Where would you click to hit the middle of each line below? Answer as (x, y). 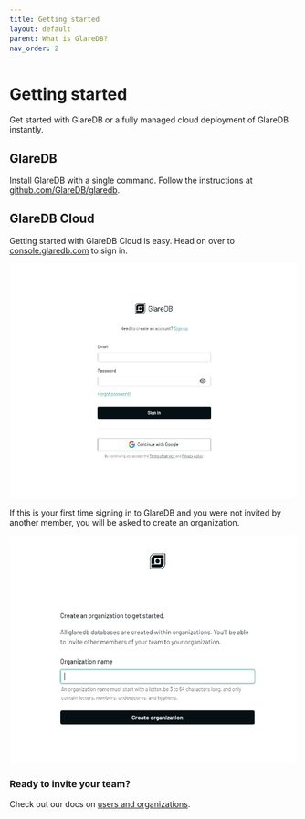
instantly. (26, 130)
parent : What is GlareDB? (58, 38)
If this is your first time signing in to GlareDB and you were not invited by (145, 513)
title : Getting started (55, 19)
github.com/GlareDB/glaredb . (65, 190)
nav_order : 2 (34, 48)
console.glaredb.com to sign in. (68, 250)
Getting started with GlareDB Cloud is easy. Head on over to (122, 240)
